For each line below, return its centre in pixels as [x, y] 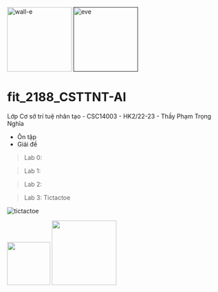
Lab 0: [33, 157]
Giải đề [27, 144]
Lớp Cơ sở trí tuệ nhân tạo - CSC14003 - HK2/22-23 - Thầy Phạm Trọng [109, 116]
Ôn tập [26, 136]
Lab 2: [33, 184]
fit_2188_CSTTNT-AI [67, 97]
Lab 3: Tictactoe [47, 197]
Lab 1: [32, 171]
